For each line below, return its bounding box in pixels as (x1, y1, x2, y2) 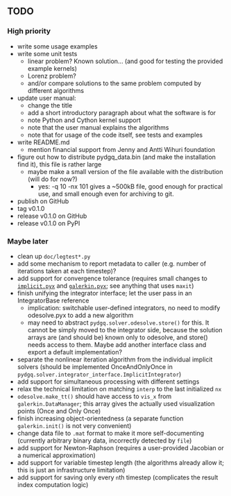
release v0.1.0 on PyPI (17, 219, 80, 228)
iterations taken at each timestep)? (17, 266, 117, 275)
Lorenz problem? (27, 71, 76, 80)
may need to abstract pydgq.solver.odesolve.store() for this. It (27, 318, 209, 327)
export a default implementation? (27, 348, 123, 356)
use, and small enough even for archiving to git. (37, 189, 175, 198)
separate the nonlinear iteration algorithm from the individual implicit (17, 355, 213, 364)
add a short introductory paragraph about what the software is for (27, 108, 216, 117)
